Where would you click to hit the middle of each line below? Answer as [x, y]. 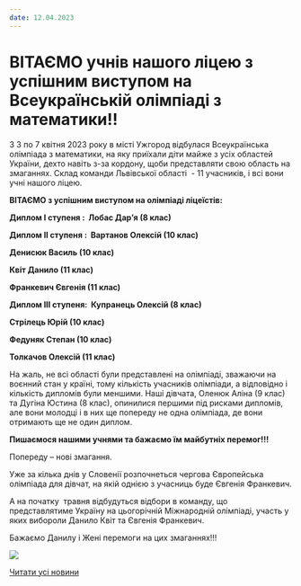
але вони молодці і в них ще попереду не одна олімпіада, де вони [136, 412]
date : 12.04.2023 [42, 18]
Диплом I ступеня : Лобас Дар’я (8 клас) [91, 218]
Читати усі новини [44, 572]
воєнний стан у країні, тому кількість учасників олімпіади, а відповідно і [148, 384]
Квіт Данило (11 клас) [52, 270]
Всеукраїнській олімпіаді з [115, 100]
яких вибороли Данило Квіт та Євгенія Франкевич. [107, 520]
